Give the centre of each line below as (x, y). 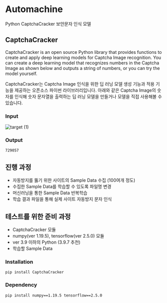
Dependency (21, 285)
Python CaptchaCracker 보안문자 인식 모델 (48, 24)
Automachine (34, 9)
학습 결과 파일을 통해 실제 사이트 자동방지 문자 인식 (62, 199)
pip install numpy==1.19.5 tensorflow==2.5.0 (54, 295)
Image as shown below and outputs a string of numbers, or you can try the (82, 68)
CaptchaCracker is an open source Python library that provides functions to (83, 52)
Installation (19, 262)
